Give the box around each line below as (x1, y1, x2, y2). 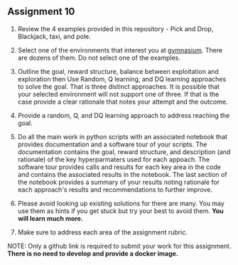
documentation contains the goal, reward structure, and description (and (17, 147, 231, 156)
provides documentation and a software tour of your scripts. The (17, 140, 207, 148)
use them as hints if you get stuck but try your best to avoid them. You (17, 206, 224, 215)
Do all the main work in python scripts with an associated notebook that (17, 132, 227, 141)
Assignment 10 (7, 6, 75, 18)
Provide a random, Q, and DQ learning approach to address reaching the (17, 111, 230, 119)
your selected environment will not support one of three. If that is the (17, 90, 220, 98)
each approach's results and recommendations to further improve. (17, 185, 213, 194)
